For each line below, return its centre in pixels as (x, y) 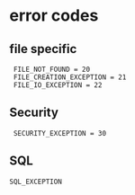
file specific (43, 49)
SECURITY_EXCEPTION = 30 (59, 133)
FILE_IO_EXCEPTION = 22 (58, 85)
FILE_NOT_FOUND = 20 (52, 69)
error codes (54, 16)
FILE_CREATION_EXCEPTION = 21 (70, 77)
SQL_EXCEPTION (36, 182)
